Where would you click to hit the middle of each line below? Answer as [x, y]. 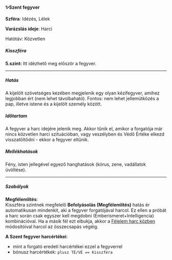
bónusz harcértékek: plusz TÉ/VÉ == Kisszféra [62, 252]
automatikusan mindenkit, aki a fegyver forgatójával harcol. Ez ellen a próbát [86, 210]
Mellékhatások [22, 151]
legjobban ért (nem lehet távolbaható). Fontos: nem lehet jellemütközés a [82, 99]
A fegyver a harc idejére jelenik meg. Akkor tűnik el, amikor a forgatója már [84, 129]
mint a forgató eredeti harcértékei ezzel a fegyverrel [68, 247]
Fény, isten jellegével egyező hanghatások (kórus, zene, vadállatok [76, 164]
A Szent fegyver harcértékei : [37, 237]
